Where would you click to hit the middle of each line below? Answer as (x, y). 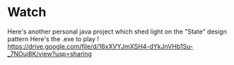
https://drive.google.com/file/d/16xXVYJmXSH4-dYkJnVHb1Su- (100, 46)
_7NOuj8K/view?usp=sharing (49, 54)
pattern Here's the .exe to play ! (53, 38)
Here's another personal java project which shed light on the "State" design (117, 31)
